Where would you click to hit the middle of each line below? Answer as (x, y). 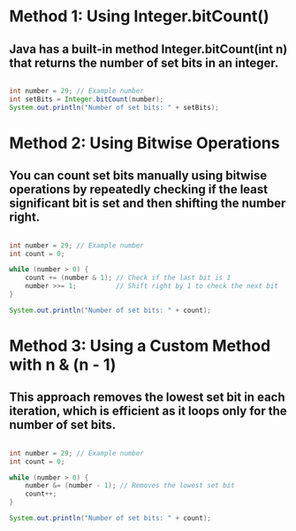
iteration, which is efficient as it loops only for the (148, 411)
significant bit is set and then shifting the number (148, 203)
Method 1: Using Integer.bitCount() (139, 16)
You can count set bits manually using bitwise (138, 176)
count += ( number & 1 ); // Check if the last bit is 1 (128, 278)
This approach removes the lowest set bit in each (147, 398)
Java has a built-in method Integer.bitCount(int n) (148, 49)
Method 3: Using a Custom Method (140, 345)
